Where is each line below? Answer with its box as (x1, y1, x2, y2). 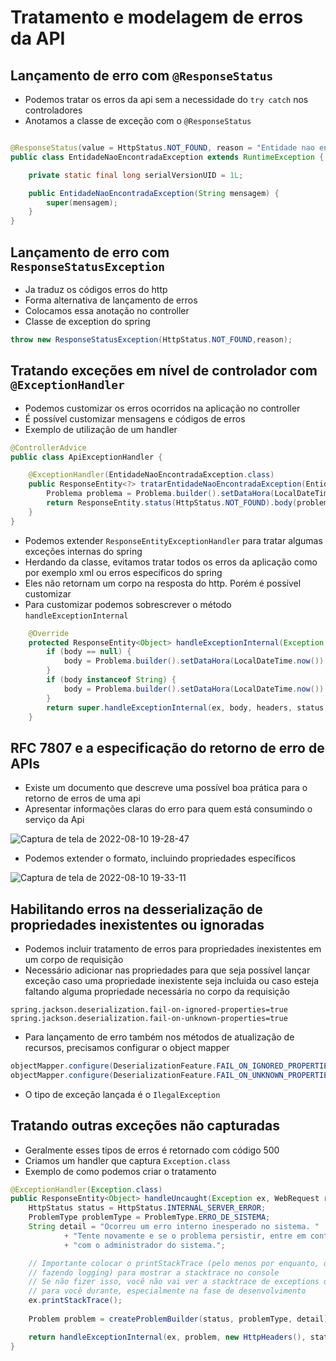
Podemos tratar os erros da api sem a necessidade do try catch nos (24, 94, 309, 105)
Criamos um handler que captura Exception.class (24, 1154, 231, 1166)
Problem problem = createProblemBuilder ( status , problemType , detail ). (28, 1314, 333, 1324)
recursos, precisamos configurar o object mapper (24, 1042, 230, 1053)
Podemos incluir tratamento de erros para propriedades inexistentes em (24, 943, 322, 955)
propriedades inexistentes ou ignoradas (10, 916, 265, 933)
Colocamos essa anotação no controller (24, 304, 190, 316)
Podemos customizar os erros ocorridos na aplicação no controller (24, 402, 301, 414)
